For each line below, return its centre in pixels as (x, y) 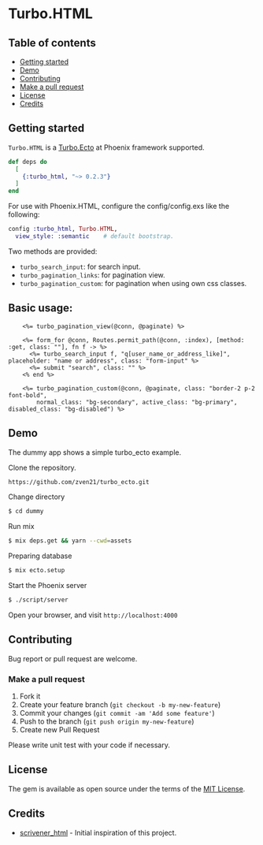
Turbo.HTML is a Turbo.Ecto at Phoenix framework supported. (106, 147)
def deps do (28, 162)
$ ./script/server (38, 600)
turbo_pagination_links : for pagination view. (92, 275)
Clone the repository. (42, 467)
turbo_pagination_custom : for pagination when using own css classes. (133, 283)
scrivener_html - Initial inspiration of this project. (98, 832)
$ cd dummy (26, 512)
